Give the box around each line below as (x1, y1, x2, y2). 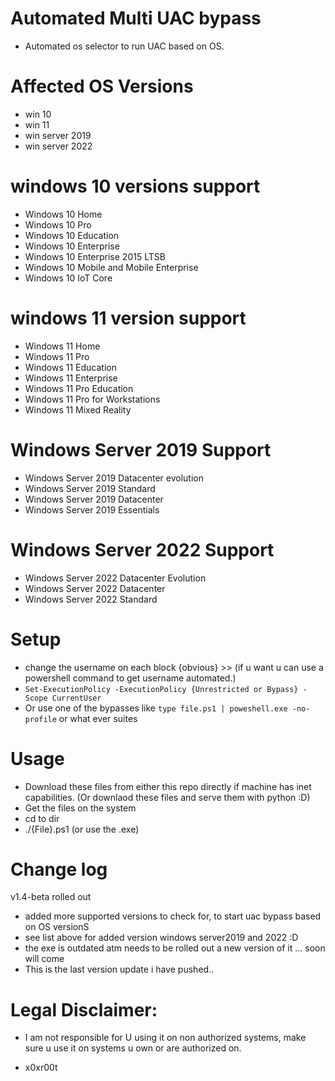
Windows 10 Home (24, 208, 103, 220)
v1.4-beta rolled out (10, 891, 92, 903)
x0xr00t (24, 1062, 58, 1074)
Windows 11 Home (24, 340, 101, 352)
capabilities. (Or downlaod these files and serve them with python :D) (24, 791, 311, 803)
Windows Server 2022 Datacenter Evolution (24, 572, 207, 584)
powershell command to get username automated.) (24, 672, 237, 684)
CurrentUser (51, 693, 102, 703)
